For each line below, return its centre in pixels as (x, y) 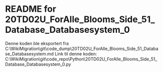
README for (31, 9)
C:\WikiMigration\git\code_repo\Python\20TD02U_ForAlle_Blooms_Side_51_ (81, 59)
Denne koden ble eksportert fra (37, 43)
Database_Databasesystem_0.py (38, 64)
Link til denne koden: (76, 54)
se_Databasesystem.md (30, 54)
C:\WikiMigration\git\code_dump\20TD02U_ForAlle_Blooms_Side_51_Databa (82, 48)
